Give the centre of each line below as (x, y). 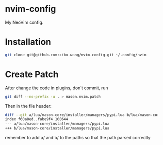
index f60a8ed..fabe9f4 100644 (37, 119)
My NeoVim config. (24, 22)
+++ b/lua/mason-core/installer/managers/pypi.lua (57, 129)
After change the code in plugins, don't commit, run (57, 88)
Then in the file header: (28, 106)
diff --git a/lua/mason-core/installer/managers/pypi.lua (65, 115)
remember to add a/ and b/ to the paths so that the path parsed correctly (78, 138)
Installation (28, 42)
